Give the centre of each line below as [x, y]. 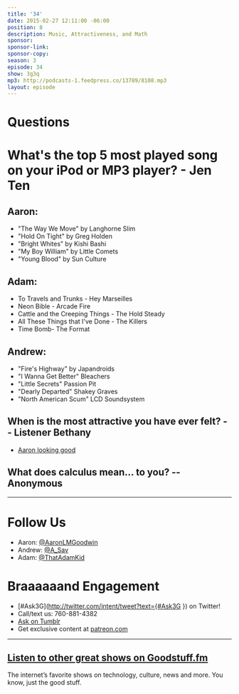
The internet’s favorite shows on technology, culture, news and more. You [115, 675]
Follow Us [37, 522]
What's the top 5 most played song [113, 155]
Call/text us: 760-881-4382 [58, 613]
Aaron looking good [47, 450]
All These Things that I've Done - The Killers [83, 321]
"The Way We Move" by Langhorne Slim [76, 228]
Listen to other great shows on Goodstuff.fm [108, 658]
